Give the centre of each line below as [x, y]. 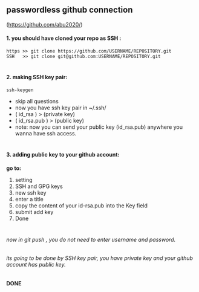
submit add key [34, 212]
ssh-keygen [20, 90]
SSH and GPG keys [39, 186]
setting [24, 180]
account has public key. [36, 265]
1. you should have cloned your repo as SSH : [64, 38]
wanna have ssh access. [46, 133]
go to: [14, 168]
